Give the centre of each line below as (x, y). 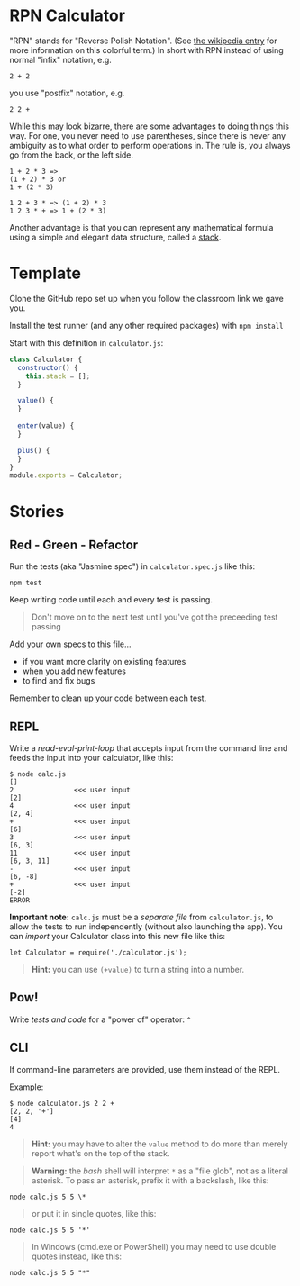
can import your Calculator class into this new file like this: (117, 937)
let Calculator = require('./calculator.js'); (98, 953)
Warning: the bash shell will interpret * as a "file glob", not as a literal (159, 1171)
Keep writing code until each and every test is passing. (111, 600)
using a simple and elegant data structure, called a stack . (115, 237)
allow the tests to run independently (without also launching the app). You (146, 927)
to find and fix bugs (59, 681)
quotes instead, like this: (77, 1256)
